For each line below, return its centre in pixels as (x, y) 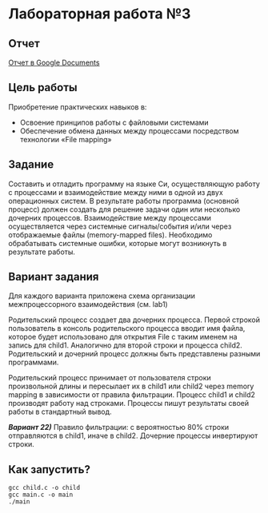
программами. (34, 362)
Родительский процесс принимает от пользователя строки (110, 378)
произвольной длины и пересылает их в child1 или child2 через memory (131, 386)
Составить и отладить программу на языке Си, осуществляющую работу (134, 184)
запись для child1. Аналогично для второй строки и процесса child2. (125, 345)
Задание (31, 165)
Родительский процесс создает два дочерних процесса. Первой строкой (134, 320)
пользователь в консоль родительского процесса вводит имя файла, (127, 328)
